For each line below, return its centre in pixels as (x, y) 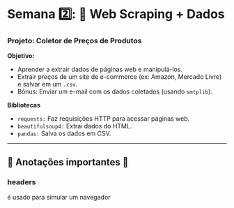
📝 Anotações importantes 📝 (68, 162)
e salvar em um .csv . (47, 84)
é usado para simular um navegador (59, 198)
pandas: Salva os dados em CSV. (64, 133)
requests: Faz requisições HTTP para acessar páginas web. (103, 119)
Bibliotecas (24, 105)
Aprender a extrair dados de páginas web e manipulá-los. (100, 69)
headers (22, 181)
